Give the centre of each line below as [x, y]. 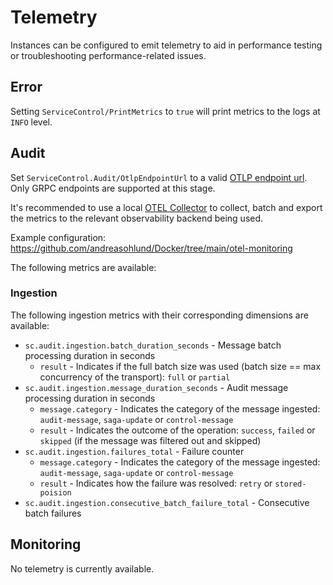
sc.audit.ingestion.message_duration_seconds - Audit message [156, 387]
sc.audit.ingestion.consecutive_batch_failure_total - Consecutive [167, 502]
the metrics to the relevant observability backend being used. [137, 218]
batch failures [53, 513]
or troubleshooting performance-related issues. [108, 55]
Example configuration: [58, 237]
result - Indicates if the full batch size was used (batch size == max [180, 366]
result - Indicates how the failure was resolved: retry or [156, 483]
